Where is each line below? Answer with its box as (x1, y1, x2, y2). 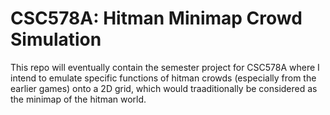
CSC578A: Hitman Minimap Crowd (10, 7, 303, 30)
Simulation (10, 28, 102, 51)
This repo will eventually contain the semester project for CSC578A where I (10, 61, 320, 73)
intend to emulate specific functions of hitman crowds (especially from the (10, 72, 317, 84)
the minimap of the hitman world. (10, 93, 147, 105)
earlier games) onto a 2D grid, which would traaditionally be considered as (10, 82, 318, 94)
